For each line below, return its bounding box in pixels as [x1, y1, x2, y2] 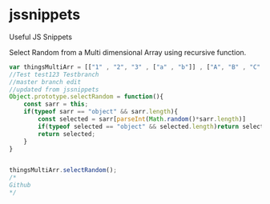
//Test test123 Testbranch [9, 70, 99, 78]
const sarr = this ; [23, 100, 89, 109]
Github [9, 182, 31, 190]
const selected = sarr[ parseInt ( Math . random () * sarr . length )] [38, 115, 247, 123]
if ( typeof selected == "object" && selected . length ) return [38, 122, 240, 130]
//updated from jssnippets [9, 86, 99, 94]
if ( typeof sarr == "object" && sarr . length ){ [23, 108, 179, 116]
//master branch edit [9, 78, 82, 86]
